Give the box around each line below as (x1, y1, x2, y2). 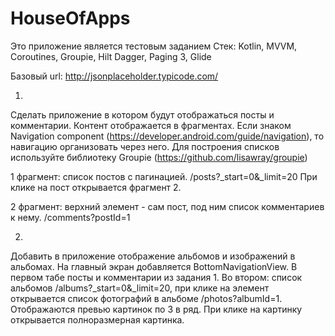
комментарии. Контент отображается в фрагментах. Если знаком (10, 119, 292, 131)
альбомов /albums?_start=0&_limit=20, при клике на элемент (10, 282, 270, 294)
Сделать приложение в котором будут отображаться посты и (10, 108, 275, 121)
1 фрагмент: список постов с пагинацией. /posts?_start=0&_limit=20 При (10, 170, 318, 182)
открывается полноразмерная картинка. (10, 313, 185, 326)
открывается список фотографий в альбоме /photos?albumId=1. (10, 292, 283, 304)
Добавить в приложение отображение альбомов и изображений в (10, 250, 296, 262)
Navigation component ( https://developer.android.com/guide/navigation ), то (10, 130, 325, 142)
